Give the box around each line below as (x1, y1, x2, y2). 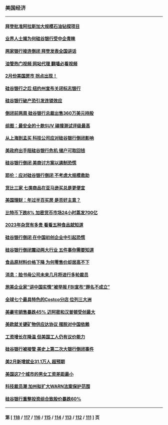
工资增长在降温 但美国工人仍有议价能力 (5, 334, 85, 340)
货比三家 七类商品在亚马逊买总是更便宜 (5, 185, 85, 191)
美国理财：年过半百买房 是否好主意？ (5, 197, 81, 203)
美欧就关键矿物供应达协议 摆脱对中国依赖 (5, 321, 90, 327)
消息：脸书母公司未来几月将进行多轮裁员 (5, 271, 88, 277)
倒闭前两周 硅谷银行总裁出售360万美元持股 (5, 110, 94, 116)
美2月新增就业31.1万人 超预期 (5, 358, 65, 364)
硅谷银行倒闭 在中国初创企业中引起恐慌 (5, 234, 85, 240)
